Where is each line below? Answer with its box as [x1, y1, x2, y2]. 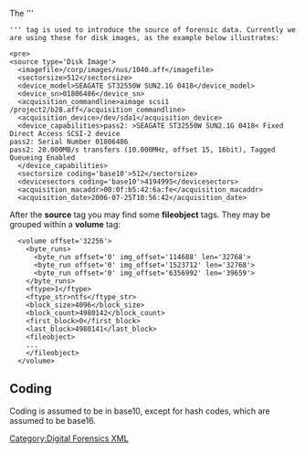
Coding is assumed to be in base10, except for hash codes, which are [9, 406, 271, 416]
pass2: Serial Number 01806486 [9, 137, 129, 146]
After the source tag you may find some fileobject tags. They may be [9, 209, 271, 220]
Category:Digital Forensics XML [9, 433, 130, 444]
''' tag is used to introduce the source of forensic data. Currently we [9, 26, 297, 35]
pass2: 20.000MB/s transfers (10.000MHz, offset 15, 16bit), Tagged [9, 145, 276, 154]
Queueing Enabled [9, 153, 76, 163]
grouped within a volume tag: [9, 219, 121, 229]
